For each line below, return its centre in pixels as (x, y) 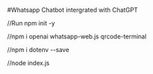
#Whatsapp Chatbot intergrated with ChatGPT (73, 10)
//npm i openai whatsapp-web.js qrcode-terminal (77, 36)
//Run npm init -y (31, 23)
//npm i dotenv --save (38, 50)
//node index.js (28, 63)
